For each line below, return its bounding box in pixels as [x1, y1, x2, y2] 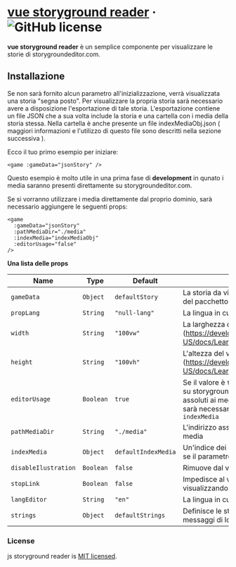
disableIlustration [11, 463, 76, 472]
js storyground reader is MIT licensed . [7, 552, 117, 561]
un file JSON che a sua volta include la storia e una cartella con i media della [7, 111, 229, 120]
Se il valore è [182, 378, 225, 387]
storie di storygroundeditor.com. [7, 50, 100, 58]
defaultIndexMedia [114, 448, 176, 456]
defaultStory [114, 293, 158, 301]
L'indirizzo [182, 422, 217, 432]
